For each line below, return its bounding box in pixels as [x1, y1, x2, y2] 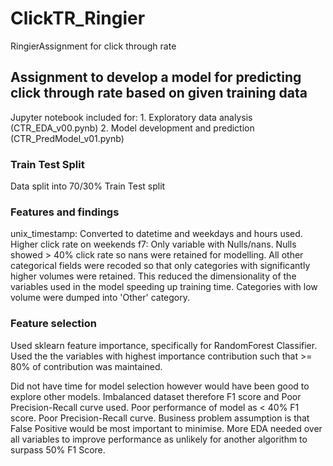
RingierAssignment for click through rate [10, 40, 177, 52]
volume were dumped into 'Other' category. [10, 292, 191, 304]
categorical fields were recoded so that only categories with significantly [10, 260, 311, 272]
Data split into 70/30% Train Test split [10, 180, 166, 192]
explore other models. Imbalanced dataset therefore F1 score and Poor [10, 390, 302, 402]
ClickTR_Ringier [10, 7, 146, 30]
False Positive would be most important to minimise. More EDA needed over [10, 422, 323, 434]
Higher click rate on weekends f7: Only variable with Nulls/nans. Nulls [10, 238, 297, 251]
